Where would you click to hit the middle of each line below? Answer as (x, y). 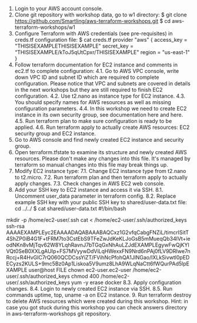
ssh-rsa (16, 226)
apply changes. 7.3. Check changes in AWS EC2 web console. (90, 184)
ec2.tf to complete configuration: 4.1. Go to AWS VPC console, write (97, 71)
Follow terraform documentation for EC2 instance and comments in (96, 65)
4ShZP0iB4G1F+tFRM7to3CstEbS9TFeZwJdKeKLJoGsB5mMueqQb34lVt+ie (98, 239)
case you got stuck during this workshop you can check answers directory (96, 307)
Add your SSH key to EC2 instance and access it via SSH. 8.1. (89, 190)
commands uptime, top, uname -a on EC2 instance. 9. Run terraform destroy (99, 295)
